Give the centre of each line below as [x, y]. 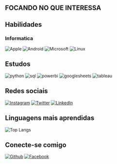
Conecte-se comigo [36, 145]
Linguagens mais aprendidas [50, 118]
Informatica [19, 38]
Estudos [18, 64]
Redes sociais [26, 91]
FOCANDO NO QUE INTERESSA [53, 8]
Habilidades [24, 25]
